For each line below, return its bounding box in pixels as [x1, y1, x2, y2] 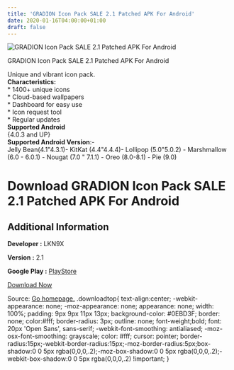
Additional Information [7, 221, 109, 233]
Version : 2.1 [7, 253, 44, 262]
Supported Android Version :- [7, 138, 95, 146]
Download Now [7, 281, 52, 289]
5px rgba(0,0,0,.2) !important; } [79, 354, 169, 363]
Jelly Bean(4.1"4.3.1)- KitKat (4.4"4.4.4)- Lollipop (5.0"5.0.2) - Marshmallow [7, 146, 227, 154]
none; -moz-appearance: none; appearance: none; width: [45, 302, 214, 311]
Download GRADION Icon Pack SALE [7, 178, 226, 194]
